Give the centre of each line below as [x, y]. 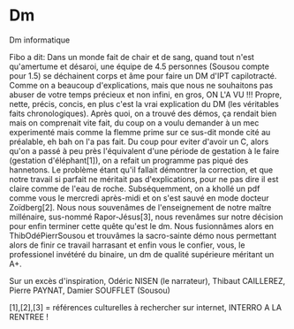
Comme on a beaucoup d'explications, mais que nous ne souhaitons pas [141, 85]
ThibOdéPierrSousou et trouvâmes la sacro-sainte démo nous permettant [143, 235]
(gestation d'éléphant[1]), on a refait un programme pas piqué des [129, 160]
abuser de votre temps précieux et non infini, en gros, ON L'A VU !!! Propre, [146, 95]
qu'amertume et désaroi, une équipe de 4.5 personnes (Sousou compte [139, 66]
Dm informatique [40, 40]
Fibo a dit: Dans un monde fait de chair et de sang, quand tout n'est [132, 57]
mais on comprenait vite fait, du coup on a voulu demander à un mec [134, 122]
